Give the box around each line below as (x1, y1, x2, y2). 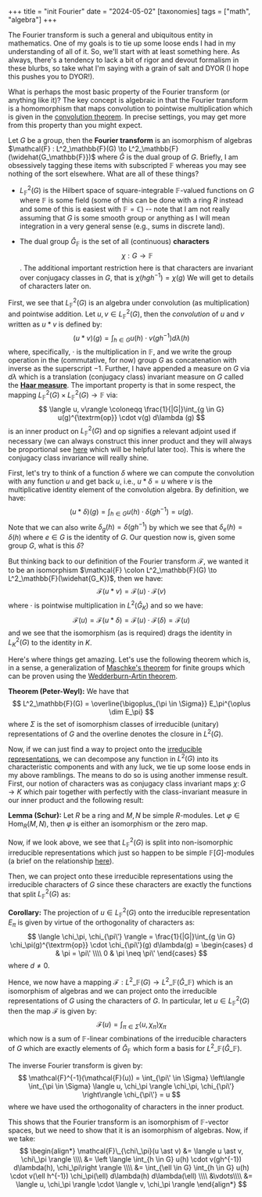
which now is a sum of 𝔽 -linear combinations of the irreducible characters (8, 1034, 247, 1043)
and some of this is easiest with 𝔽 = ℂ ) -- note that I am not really (19, 204, 231, 214)
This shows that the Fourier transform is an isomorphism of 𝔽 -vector (8, 1117, 229, 1126)
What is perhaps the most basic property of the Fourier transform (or (8, 87, 230, 97)
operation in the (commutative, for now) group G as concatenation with (8, 356, 237, 365)
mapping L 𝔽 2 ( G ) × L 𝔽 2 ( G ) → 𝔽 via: (8, 389, 119, 401)
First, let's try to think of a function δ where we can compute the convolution (8, 469, 255, 478)
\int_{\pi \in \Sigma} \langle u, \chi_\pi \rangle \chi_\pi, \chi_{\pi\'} (28, 1081, 235, 1090)
